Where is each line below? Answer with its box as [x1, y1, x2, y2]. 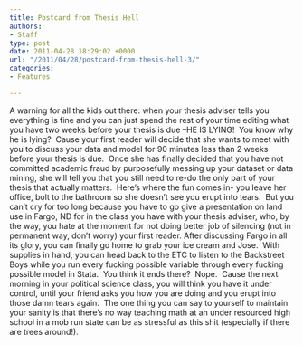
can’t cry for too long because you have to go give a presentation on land [9, 201, 283, 212]
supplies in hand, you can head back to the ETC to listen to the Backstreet [9, 249, 285, 260]
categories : [9, 64, 54, 73]
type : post [9, 38, 51, 48]
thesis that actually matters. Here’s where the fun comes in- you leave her [9, 182, 287, 193]
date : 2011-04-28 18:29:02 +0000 [9, 47, 136, 56]
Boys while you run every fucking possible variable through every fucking [9, 259, 284, 270]
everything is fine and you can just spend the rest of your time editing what [9, 114, 289, 125]
